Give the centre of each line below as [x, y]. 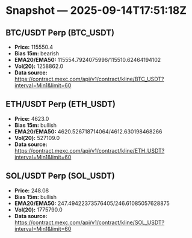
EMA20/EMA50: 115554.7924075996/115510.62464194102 [88, 60]
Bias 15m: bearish [37, 53]
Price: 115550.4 [34, 47]
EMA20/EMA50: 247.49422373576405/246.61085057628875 [92, 203]
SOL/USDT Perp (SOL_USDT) [60, 176]
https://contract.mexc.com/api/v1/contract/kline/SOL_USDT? [89, 222]
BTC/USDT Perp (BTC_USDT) [60, 33]
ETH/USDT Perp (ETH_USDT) [60, 104]
